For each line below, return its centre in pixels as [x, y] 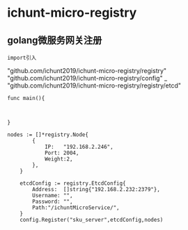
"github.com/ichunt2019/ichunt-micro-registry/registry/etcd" [94, 85]
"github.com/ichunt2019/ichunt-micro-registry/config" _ [87, 78]
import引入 [22, 58]
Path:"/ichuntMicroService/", [76, 208]
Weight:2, [58, 159]
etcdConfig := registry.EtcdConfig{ [73, 183]
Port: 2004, [62, 153]
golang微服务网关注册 [55, 40]
